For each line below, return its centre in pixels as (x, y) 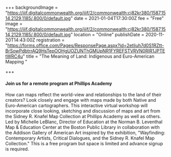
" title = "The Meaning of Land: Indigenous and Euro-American (89, 56)
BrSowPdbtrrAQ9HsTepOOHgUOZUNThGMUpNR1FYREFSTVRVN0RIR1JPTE (85, 51)
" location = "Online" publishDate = (107, 35)
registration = (51, 40)
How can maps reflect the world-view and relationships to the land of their (83, 95)
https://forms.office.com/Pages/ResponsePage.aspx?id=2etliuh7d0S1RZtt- (86, 45)
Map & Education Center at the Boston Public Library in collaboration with (82, 127)
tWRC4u (14, 56)
